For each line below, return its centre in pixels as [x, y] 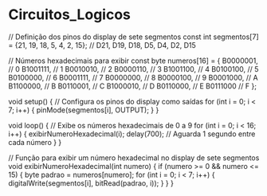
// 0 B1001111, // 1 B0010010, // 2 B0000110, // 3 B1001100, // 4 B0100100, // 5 [133, 69]
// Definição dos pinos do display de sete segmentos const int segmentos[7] [133, 37]
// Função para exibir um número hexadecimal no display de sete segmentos [134, 158]
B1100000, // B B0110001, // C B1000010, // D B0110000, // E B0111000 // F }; [133, 86]
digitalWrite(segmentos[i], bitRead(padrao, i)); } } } [91, 183]
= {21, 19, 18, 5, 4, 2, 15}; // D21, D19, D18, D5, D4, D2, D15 [102, 45]
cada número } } [35, 142]
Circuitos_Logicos [70, 15]
